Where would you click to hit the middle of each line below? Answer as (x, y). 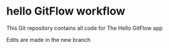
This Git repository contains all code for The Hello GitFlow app (84, 28)
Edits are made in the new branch (49, 39)
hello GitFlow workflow (66, 11)
